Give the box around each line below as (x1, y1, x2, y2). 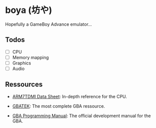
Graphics (12, 60, 31, 66)
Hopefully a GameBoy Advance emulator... (5, 21, 92, 27)
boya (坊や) (5, 4, 52, 16)
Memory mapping (12, 54, 49, 60)
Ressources (5, 80, 43, 89)
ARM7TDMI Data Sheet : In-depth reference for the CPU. (12, 93, 127, 99)
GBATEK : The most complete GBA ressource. (12, 103, 105, 109)
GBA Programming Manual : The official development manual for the (12, 113, 151, 119)
